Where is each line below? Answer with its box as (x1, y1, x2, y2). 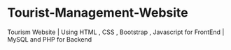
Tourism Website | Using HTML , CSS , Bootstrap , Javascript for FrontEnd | (7, 28, 225, 36)
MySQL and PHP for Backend (7, 35, 92, 43)
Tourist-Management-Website (7, 5, 188, 21)
